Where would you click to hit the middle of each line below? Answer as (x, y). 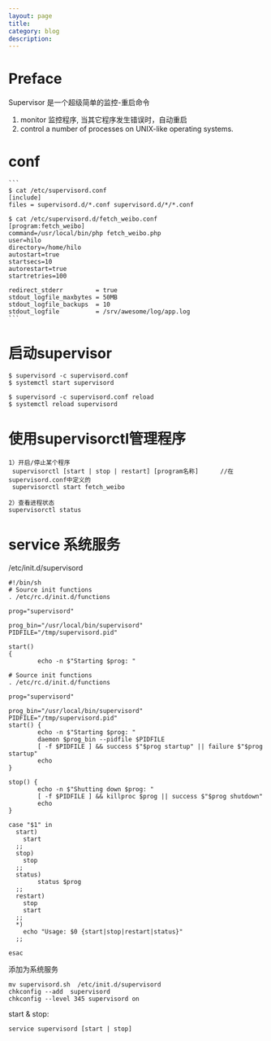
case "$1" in (30, 824)
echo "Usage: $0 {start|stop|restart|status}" (103, 932)
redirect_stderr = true (63, 291)
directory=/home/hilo (45, 248)
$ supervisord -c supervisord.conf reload (81, 397)
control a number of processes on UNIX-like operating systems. (127, 129)
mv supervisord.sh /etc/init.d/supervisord (85, 984)
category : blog (34, 31)
